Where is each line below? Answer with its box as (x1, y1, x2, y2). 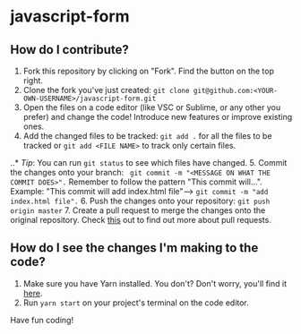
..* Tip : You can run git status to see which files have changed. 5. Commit (10, 158, 288, 167)
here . (22, 287, 43, 298)
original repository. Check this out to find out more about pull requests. (10, 215, 271, 225)
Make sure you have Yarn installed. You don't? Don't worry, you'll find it (22, 278, 288, 288)
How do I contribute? (10, 42, 129, 57)
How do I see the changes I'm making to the (10, 240, 259, 256)
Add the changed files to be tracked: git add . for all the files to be (22, 131, 272, 141)
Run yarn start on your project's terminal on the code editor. (22, 297, 249, 308)
